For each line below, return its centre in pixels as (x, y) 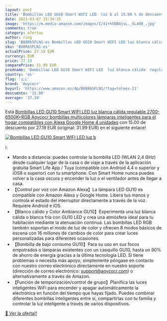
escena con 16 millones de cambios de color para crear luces (75, 233)
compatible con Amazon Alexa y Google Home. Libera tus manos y (81, 195)
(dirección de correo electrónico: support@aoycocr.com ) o (73, 271)
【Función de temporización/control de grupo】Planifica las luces (80, 282)
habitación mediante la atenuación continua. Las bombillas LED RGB (82, 222)
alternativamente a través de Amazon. (51, 276)
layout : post (19, 10)
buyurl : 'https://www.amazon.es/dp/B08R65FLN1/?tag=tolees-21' (72, 88)
